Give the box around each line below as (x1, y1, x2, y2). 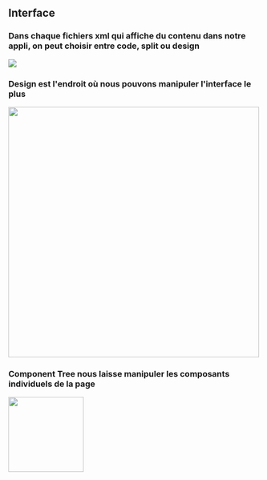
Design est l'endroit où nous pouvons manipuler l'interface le (8, 78, 252, 89)
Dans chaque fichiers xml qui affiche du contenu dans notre (8, 30, 246, 42)
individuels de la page (8, 378, 96, 389)
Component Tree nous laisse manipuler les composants (8, 368, 230, 379)
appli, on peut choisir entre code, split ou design (8, 40, 200, 51)
